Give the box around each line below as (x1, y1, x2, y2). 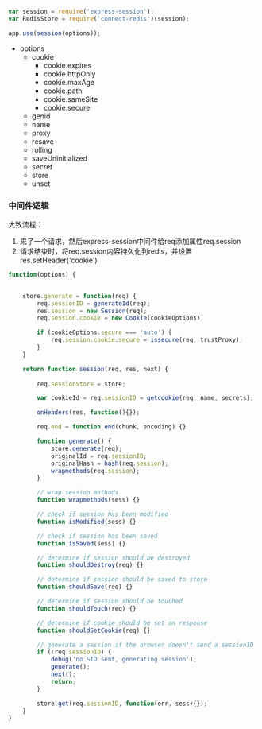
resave (31, 136, 54, 146)
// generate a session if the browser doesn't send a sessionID (37, 641, 254, 649)
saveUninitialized (31, 153, 88, 163)
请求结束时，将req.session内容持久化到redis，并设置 (19, 246, 193, 256)
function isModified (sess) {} (37, 518, 137, 525)
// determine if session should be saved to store (37, 576, 208, 584)
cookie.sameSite (43, 94, 98, 103)
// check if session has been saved (37, 532, 158, 540)
